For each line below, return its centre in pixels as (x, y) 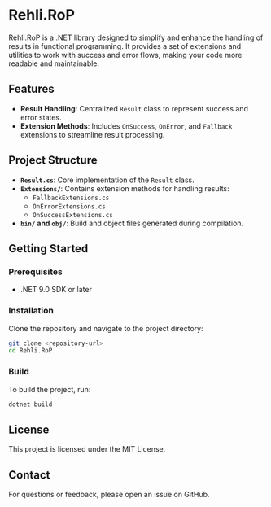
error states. (41, 117)
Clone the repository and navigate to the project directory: (106, 328)
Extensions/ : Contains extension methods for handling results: (125, 188)
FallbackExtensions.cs (71, 198)
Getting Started (48, 249)
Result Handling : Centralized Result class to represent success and (134, 108)
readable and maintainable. (54, 63)
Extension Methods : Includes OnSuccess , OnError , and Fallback (126, 126)
